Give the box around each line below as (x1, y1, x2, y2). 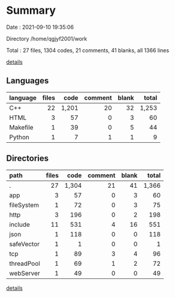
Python (9, 133, 30, 141)
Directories (6, 154, 49, 164)
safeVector (9, 239, 40, 248)
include (9, 220, 30, 229)
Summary (6, 4, 56, 17)
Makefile (9, 123, 34, 131)
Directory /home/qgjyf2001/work (6, 35, 87, 42)
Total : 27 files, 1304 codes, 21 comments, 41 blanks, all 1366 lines (6, 46, 170, 54)
